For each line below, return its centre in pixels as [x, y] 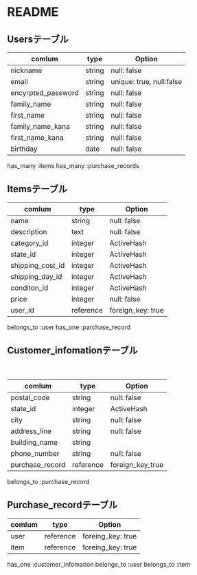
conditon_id [30, 288]
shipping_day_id [36, 276]
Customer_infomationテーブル [73, 351]
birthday [24, 149]
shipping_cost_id [38, 265]
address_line [31, 431]
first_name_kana [37, 137]
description [29, 231]
